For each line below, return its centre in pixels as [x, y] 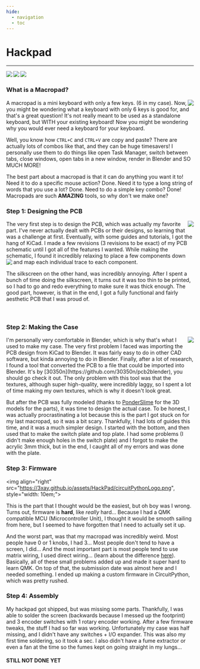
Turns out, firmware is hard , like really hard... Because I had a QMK [88, 512]
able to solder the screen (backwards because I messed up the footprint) [96, 615]
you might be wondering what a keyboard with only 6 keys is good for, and [98, 109]
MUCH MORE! [24, 165]
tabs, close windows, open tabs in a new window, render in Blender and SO [99, 159]
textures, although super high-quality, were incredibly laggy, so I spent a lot [99, 385]
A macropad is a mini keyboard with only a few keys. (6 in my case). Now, [96, 103]
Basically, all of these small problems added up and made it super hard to [96, 562]
